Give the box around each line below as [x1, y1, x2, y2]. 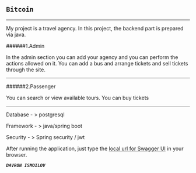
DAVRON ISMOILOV [6, 162, 45, 168]
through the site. [6, 66, 45, 73]
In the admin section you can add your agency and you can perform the [6, 53, 178, 61]
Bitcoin [6, 5, 34, 14]
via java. [6, 31, 26, 38]
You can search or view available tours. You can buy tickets [6, 94, 149, 101]
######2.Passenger [6, 82, 56, 90]
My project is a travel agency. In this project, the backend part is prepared [6, 25, 184, 32]
